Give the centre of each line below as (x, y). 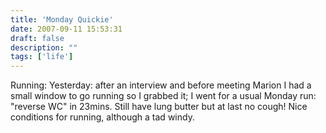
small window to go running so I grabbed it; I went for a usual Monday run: (163, 96)
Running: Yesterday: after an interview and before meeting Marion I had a (161, 85)
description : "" (44, 47)
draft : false (37, 38)
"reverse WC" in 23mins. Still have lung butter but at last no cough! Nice (159, 107)
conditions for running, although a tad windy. (102, 117)
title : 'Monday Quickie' (62, 19)
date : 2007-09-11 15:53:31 (66, 29)
